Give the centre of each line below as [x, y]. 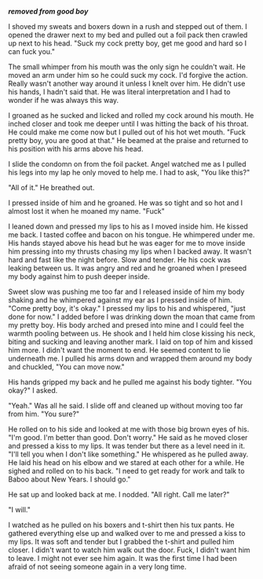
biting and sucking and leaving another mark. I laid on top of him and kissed [131, 342]
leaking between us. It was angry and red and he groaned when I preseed [128, 268]
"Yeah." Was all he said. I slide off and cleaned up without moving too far [126, 405]
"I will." [20, 509]
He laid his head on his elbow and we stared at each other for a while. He [126, 462]
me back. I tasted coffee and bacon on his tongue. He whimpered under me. [131, 235]
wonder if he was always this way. [64, 100]
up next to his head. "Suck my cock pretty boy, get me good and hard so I [128, 43]
